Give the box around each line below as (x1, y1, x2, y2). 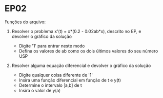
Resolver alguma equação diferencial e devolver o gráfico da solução (11, 63, 151, 68)
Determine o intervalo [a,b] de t (19, 82, 82, 88)
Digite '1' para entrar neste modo (19, 43, 85, 49)
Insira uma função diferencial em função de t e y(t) (19, 77, 122, 83)
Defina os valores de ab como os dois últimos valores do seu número (19, 48, 158, 54)
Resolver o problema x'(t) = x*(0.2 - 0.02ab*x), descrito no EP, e (11, 28, 142, 34)
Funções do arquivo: (4, 19, 46, 25)
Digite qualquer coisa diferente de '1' (19, 72, 93, 78)
